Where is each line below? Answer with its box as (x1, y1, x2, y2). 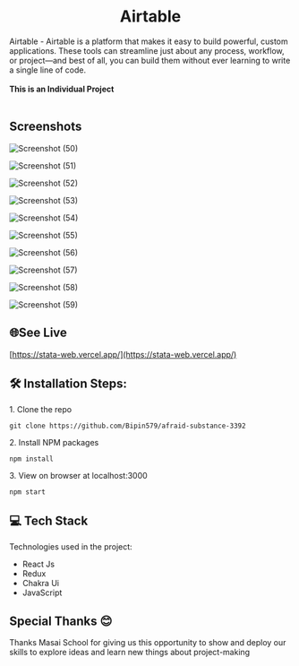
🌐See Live (9, 325, 67, 341)
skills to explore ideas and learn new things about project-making (9, 647, 251, 657)
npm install (9, 454, 54, 463)
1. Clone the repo (9, 404, 73, 415)
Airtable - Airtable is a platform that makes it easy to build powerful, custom (9, 36, 288, 47)
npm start (9, 488, 47, 497)
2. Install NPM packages (9, 437, 99, 448)
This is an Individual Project (9, 83, 115, 94)
